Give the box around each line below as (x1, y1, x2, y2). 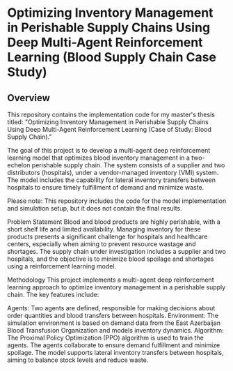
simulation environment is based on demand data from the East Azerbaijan (7, 319, 221, 327)
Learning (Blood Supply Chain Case (7, 50, 217, 66)
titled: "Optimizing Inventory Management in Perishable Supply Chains (7, 118, 209, 126)
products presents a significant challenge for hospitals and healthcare (7, 232, 208, 241)
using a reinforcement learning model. (7, 262, 117, 270)
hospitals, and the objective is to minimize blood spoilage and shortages (7, 255, 214, 263)
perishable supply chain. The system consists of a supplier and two (31, 161, 225, 169)
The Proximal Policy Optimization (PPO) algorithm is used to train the (7, 333, 204, 342)
